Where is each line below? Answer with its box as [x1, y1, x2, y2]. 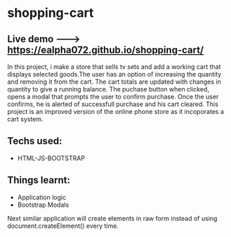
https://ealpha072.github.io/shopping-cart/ [7, 44, 204, 56]
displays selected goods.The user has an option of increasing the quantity [7, 70, 222, 78]
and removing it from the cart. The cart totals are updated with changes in [7, 77, 221, 86]
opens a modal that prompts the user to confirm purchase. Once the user [7, 93, 219, 101]
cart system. [7, 115, 44, 123]
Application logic [17, 193, 67, 201]
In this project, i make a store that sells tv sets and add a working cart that [7, 63, 221, 71]
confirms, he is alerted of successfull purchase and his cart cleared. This [7, 100, 219, 108]
